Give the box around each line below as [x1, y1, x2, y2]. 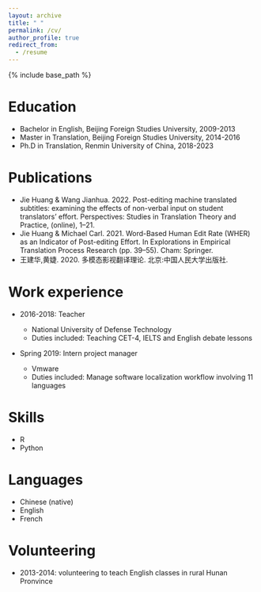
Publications [8, 169, 93, 187]
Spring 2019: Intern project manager [19, 348, 138, 357]
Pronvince [19, 576, 53, 586]
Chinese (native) [19, 497, 74, 506]
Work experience [8, 283, 124, 301]
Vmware [31, 364, 59, 373]
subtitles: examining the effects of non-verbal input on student [19, 203, 224, 212]
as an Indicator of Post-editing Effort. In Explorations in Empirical [19, 237, 231, 246]
